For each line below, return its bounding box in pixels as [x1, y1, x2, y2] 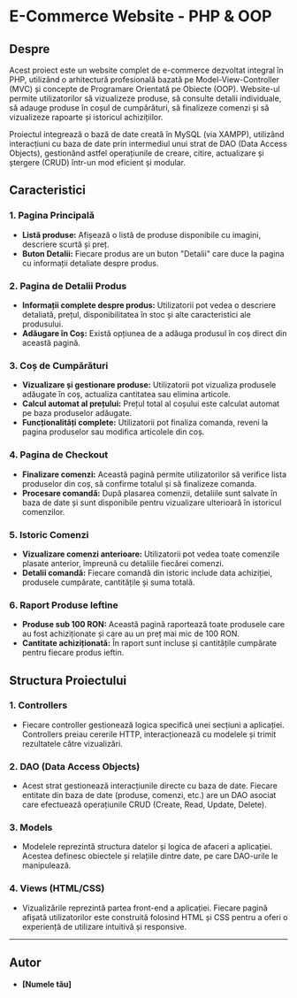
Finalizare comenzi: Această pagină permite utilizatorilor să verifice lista [21, 469, 287, 480]
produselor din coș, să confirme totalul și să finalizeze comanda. [21, 478, 257, 488]
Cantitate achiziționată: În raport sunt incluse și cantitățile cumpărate [21, 638, 277, 649]
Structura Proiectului [9, 672, 126, 687]
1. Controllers [9, 699, 68, 711]
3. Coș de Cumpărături [9, 359, 109, 372]
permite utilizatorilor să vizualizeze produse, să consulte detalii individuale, [9, 93, 282, 104]
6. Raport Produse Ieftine [9, 599, 119, 611]
